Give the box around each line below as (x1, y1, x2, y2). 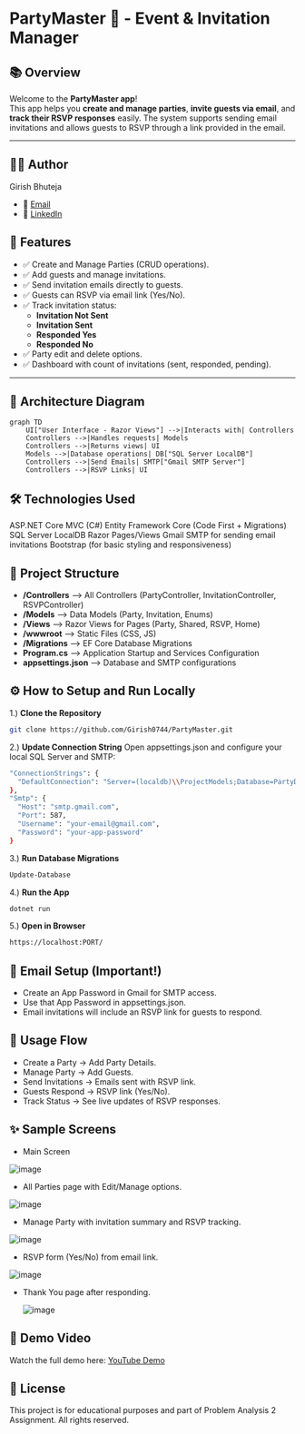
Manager (9, 27, 79, 48)
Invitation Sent (35, 319, 93, 330)
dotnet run (9, 904, 51, 913)
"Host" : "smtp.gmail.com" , (17, 802, 120, 811)
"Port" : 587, (17, 811, 67, 820)
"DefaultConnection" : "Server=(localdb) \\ (17, 777, 181, 786)
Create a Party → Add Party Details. (22, 1056, 157, 1067)
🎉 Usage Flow (9, 1033, 88, 1048)
